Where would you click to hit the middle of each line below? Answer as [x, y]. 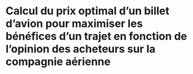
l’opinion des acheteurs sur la [81, 49]
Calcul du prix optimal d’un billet [88, 11]
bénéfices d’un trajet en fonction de [96, 36]
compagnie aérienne [58, 62]
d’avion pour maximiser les [74, 24]
